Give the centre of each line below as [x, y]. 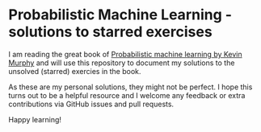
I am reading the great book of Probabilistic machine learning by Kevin [125, 54]
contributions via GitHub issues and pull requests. [91, 104]
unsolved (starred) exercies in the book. [75, 71]
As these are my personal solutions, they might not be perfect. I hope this [130, 87]
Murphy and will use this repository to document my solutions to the [122, 63]
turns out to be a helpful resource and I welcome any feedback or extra [127, 95]
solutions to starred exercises [110, 32]
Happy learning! [35, 119]
